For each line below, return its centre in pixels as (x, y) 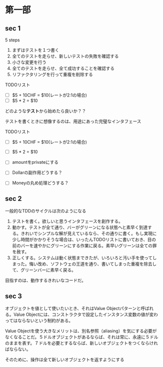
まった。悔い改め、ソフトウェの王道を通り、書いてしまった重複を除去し (84, 264)
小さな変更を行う (29, 62)
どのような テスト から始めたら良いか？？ (45, 111)
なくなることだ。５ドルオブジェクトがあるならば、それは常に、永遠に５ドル (82, 337)
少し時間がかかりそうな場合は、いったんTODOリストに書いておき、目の (84, 240)
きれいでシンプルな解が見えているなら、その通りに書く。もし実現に (89, 233)
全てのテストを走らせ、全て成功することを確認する (63, 68)
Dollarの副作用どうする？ (37, 173)
